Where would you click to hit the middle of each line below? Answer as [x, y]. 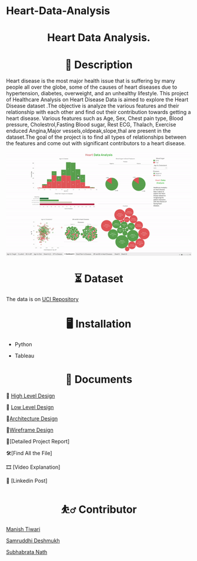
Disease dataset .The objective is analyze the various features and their [93, 106]
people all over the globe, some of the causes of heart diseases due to [92, 87]
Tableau [24, 356]
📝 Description [99, 64]
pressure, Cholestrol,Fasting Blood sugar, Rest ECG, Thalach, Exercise [91, 125]
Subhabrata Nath [27, 552]
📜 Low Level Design [30, 408]
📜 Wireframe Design [30, 430]
